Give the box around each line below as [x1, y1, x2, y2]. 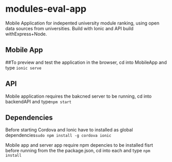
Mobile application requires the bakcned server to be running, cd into [5, 93, 152, 99]
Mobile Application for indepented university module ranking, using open [5, 20, 160, 26]
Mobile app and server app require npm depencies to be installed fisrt [5, 142, 153, 148]
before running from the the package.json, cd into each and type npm [5, 148, 150, 154]
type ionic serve [5, 64, 42, 71]
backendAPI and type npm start [5, 98, 72, 105]
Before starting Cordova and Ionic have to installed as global [5, 127, 133, 133]
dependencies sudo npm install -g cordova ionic [5, 132, 111, 138]
